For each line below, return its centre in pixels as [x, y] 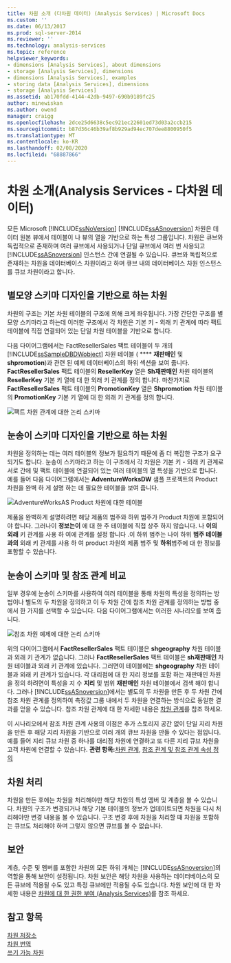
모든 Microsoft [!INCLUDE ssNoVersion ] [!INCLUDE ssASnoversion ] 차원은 [109, 228]
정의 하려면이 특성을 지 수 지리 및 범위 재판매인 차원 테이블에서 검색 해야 [110, 683]
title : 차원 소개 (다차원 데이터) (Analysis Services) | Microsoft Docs [106, 13]
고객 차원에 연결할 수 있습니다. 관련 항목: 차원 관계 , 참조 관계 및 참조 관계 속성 [109, 750]
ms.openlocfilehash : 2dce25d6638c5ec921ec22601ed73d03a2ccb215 [100, 122]
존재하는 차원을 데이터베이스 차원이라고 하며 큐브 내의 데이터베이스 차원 [102, 263]
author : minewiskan [35, 103]
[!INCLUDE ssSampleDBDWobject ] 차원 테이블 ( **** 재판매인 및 [95, 354]
